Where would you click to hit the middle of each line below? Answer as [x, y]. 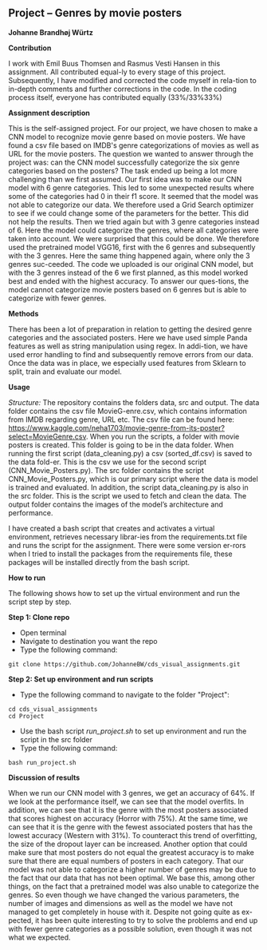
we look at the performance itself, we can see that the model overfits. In [126, 801]
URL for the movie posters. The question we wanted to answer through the [131, 153]
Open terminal [43, 632]
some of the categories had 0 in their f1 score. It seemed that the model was [133, 196]
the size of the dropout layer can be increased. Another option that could [128, 844]
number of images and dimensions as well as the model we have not [121, 903]
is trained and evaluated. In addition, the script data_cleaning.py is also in [128, 487]
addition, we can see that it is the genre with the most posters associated [128, 809]
